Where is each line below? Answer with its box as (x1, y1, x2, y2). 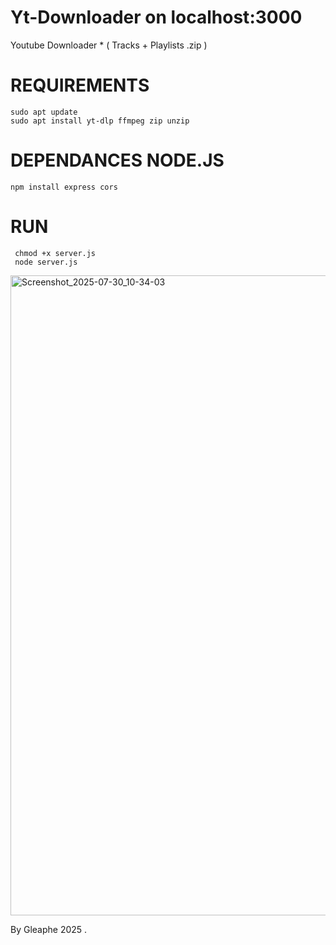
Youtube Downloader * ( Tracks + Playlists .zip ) (10, 39, 208, 51)
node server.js (14, 257, 78, 267)
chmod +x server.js (14, 248, 97, 258)
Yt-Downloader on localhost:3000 (10, 6, 303, 29)
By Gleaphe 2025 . (10, 923, 88, 935)
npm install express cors (10, 182, 118, 192)
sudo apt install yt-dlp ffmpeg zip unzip (10, 116, 190, 126)
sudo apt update (10, 107, 78, 117)
